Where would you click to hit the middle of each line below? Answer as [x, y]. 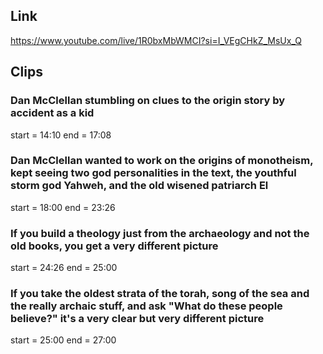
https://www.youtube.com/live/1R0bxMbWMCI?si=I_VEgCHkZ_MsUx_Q [156, 40]
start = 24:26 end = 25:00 [64, 268]
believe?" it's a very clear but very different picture [137, 319]
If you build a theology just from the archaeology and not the [160, 233]
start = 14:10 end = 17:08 [61, 135]
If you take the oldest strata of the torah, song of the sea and [160, 294]
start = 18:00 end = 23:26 [63, 207]
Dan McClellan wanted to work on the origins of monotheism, [162, 161]
